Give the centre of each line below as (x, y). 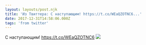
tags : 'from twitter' (27, 23)
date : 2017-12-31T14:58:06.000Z (38, 18)
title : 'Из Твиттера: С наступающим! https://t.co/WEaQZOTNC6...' (73, 14)
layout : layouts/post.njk (31, 9)
